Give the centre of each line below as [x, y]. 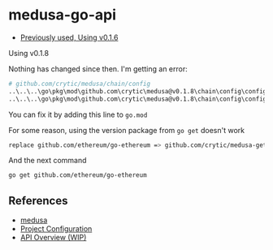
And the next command [48, 161]
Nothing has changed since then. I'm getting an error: [98, 69]
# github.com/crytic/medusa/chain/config [80, 84]
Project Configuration [56, 229]
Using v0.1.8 [29, 53]
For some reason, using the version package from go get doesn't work [127, 130]
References [38, 200]
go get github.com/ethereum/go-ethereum [78, 175]
